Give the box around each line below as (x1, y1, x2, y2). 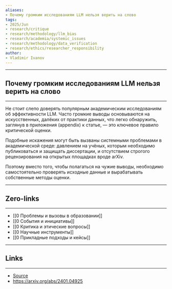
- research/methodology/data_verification (5, 41, 97, 46)
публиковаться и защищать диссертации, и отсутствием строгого (5, 148, 150, 155)
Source (12, 273, 28, 279)
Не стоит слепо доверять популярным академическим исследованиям (5, 106, 162, 112)
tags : (5, 17, 17, 22)
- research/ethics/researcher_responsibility (5, 46, 104, 51)
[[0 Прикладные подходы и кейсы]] (12, 235, 91, 240)
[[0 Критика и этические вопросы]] (12, 224, 91, 229)
